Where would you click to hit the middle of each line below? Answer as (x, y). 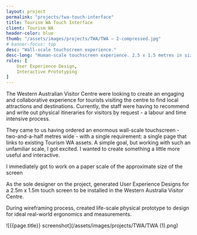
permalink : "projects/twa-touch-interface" (60, 17)
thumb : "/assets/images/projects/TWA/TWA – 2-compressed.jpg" (84, 39)
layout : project (26, 11)
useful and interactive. (33, 155)
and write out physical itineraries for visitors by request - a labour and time (96, 113)
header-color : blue (30, 33)
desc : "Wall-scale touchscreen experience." (61, 50)
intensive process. (28, 119)
